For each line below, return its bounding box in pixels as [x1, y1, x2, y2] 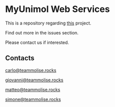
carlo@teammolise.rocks [5, 67, 56, 73]
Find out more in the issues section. [5, 29, 79, 35]
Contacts [5, 54, 35, 62]
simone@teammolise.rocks [5, 96, 61, 102]
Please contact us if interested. [5, 39, 69, 45]
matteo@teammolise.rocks [5, 86, 60, 92]
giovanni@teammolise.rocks [5, 76, 63, 83]
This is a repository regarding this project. [5, 20, 91, 26]
